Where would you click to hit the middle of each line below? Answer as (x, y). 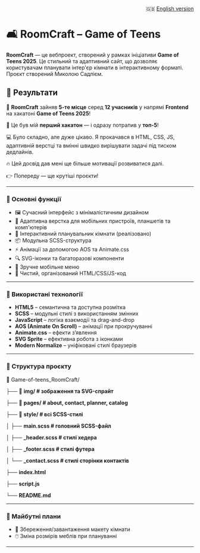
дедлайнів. (20, 152)
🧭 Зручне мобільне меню (47, 267)
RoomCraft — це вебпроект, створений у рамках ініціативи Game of (93, 55)
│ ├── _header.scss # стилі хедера (51, 437)
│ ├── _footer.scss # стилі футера (51, 449)
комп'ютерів (31, 228)
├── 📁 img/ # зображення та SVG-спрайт (60, 391)
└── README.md (29, 495)
